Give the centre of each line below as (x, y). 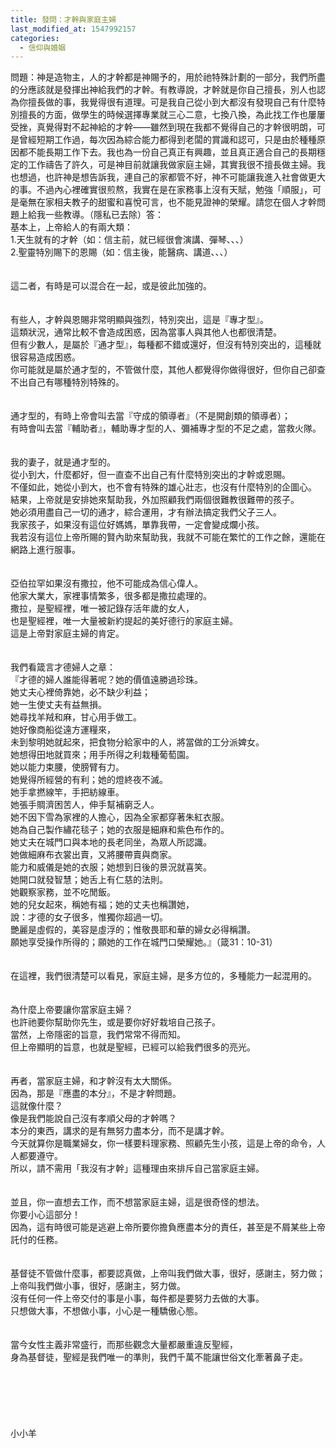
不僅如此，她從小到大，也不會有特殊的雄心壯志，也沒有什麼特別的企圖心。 (163, 487)
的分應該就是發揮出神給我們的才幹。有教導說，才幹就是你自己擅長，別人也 (163, 90)
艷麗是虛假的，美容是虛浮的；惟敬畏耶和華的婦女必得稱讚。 (133, 930)
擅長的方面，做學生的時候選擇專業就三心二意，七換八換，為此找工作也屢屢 (172, 115)
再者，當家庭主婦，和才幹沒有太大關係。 (93, 1081)
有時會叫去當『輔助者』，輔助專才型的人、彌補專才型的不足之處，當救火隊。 (166, 428)
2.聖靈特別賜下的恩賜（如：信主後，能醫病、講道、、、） (121, 252)
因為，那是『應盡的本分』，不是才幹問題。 (96, 1093)
